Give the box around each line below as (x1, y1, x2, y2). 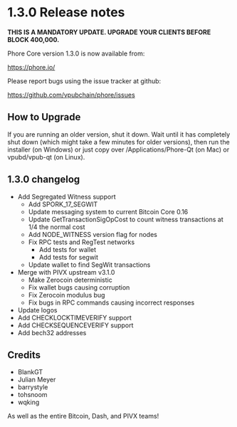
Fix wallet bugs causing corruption (28, 283, 130, 292)
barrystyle (17, 383, 48, 391)
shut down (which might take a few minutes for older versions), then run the (7, 137, 230, 146)
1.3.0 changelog (7, 174, 80, 186)
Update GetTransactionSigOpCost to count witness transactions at (28, 215, 224, 223)
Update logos (17, 305, 58, 314)
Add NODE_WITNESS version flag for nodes (28, 230, 158, 238)
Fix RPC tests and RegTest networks (28, 238, 135, 246)
